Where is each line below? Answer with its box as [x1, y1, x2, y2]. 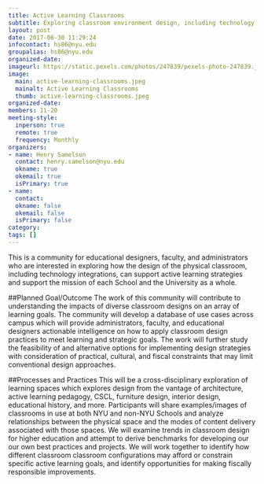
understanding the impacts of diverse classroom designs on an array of [8, 301, 240, 311]
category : [8, 224, 41, 232]
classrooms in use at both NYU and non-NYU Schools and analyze [8, 408, 224, 418]
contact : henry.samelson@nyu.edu [15, 158, 125, 166]
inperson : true [15, 121, 65, 129]
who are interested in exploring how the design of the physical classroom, [8, 260, 247, 270]
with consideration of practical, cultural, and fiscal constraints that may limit [8, 351, 254, 360]
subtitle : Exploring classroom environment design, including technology [8, 19, 255, 27]
